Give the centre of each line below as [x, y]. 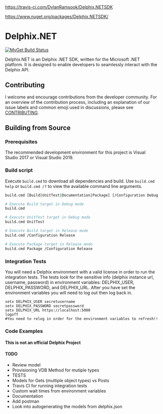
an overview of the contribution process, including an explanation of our [78, 102]
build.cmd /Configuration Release [40, 235]
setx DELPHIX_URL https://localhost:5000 [48, 310]
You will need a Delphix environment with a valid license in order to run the [80, 272]
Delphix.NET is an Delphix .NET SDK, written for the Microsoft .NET [72, 59]
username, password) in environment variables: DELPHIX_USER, [70, 282]
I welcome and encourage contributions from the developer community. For [81, 97]
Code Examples [24, 331]
